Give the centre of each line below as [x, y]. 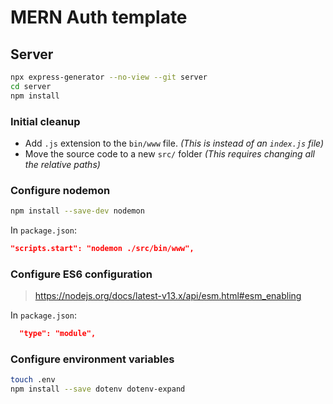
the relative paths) [62, 164]
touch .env [33, 380]
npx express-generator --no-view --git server [109, 77]
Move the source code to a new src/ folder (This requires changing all [169, 153]
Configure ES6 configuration [81, 274]
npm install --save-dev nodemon [77, 211]
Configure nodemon [60, 190]
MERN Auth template [99, 17]
